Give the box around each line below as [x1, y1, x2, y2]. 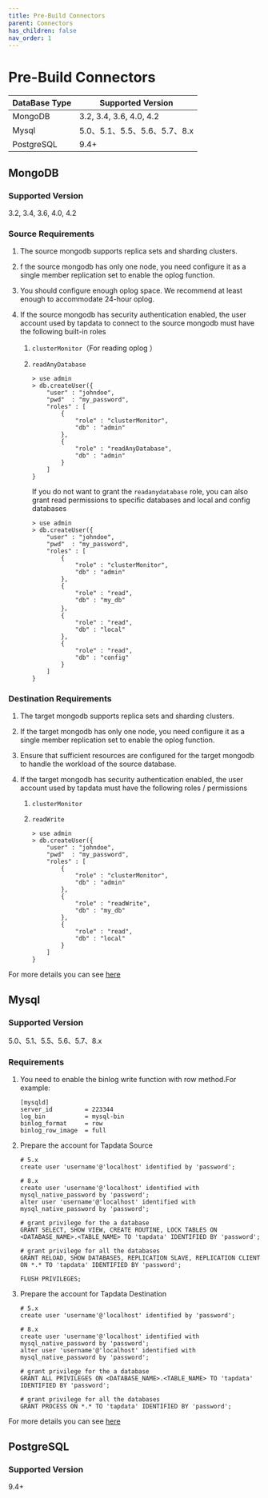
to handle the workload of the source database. [19, 759, 177, 769]
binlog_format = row [19, 1120, 103, 1128]
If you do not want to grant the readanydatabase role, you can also [31, 487, 248, 497]
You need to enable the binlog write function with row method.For [19, 1075, 237, 1085]
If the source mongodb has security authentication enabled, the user [19, 310, 246, 320]
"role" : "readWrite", [74, 900, 150, 908]
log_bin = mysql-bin [19, 1113, 125, 1121]
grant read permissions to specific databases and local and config [31, 495, 250, 505]
